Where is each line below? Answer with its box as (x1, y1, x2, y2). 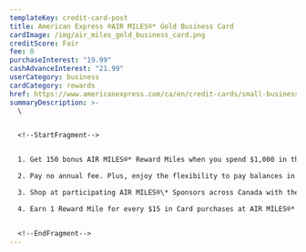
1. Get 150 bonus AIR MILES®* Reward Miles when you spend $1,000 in (17, 156, 287, 165)
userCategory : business (9, 73, 100, 82)
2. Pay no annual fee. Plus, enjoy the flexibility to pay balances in (17, 172, 296, 181)
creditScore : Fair (9, 38, 79, 48)
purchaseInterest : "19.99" (9, 55, 112, 65)
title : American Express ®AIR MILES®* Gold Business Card (9, 22, 234, 31)
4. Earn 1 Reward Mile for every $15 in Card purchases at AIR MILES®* (17, 204, 296, 214)
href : (9, 89, 30, 98)
